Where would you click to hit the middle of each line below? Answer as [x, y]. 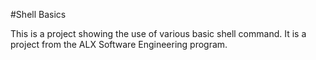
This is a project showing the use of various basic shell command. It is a [158, 33]
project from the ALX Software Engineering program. [119, 44]
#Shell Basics [38, 14]
